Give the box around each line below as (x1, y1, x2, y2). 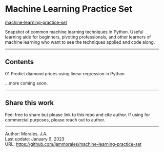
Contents (5, 58, 34, 66)
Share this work (5, 99, 54, 107)
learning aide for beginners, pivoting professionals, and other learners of (5, 34, 151, 40)
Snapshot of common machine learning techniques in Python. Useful (5, 29, 143, 34)
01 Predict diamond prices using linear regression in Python (5, 70, 125, 76)
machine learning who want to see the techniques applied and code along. (5, 39, 155, 45)
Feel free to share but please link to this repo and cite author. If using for (5, 112, 150, 118)
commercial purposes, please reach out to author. (5, 117, 105, 122)
